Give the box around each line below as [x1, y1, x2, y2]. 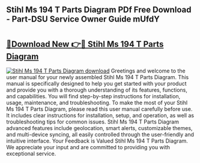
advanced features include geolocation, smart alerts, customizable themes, [6, 125, 193, 131]
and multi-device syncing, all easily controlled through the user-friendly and [6, 131, 194, 138]
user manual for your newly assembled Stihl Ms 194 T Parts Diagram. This [6, 74, 189, 80]
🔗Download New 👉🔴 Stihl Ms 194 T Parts [6, 39, 164, 49]
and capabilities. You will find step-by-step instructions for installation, [6, 93, 181, 99]
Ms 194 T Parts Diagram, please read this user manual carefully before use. [6, 105, 193, 113]
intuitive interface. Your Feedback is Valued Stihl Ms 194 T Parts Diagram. [6, 137, 188, 144]
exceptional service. [6, 150, 56, 157]
